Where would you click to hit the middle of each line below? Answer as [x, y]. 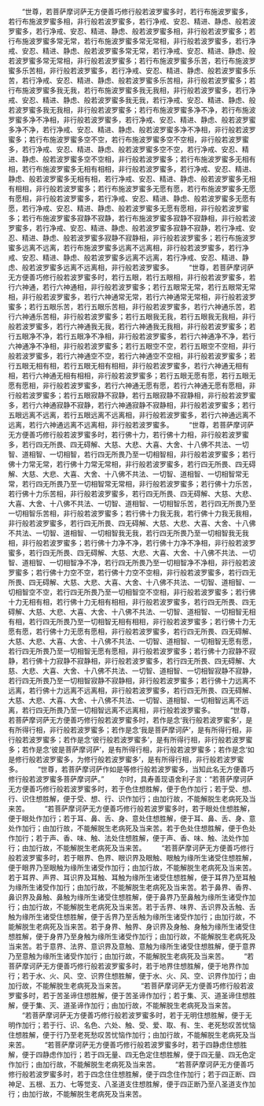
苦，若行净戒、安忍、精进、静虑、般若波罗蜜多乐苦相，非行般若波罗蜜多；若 [132, 80]
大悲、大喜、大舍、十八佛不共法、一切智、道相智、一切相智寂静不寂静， [139, 671]
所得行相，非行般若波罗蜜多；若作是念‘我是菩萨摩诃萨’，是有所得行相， [130, 730]
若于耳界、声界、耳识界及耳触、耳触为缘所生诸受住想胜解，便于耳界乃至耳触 [132, 877]
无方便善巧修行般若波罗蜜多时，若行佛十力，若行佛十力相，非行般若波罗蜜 [128, 435]
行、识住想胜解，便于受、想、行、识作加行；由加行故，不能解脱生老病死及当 [132, 799]
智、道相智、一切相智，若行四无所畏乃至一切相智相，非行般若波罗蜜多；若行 [132, 454]
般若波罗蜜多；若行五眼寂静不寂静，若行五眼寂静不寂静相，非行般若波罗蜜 [135, 395]
